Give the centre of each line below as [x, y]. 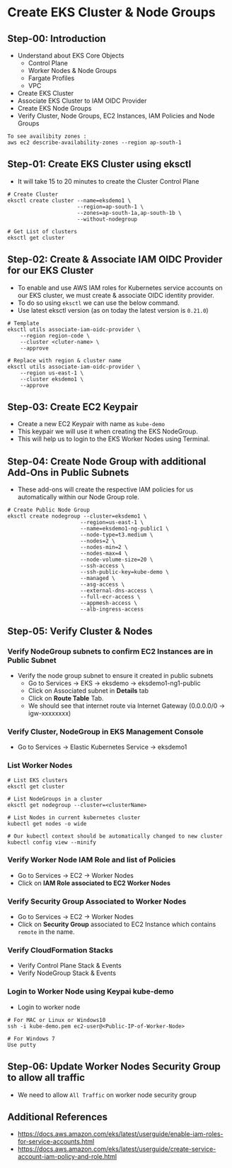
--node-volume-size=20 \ [117, 560]
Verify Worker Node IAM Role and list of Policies [92, 860]
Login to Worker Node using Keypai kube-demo [91, 991]
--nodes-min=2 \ [104, 547]
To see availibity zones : [47, 136]
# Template [23, 323]
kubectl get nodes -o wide [47, 823]
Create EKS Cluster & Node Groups [111, 12]
